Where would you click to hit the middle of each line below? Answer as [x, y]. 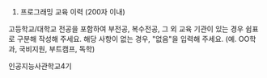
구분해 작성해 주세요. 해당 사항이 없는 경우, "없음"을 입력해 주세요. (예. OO [133, 39]
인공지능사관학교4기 [40, 66]
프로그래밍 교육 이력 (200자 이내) [72, 12]
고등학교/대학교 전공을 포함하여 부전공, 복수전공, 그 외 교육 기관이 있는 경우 [126, 29]
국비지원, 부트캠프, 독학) [57, 49]
